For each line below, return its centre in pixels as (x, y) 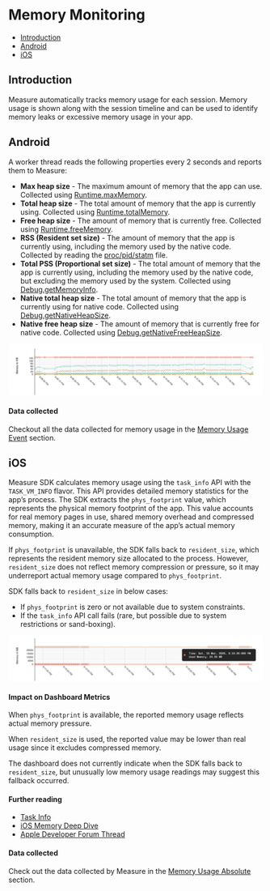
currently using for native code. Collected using (99, 306)
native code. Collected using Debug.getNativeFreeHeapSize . (121, 332)
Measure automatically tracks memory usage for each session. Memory (128, 100)
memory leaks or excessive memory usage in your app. (101, 117)
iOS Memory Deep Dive (59, 826)
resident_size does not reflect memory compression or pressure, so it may (134, 567)
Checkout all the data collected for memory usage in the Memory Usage (129, 429)
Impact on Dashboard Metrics (59, 697)
